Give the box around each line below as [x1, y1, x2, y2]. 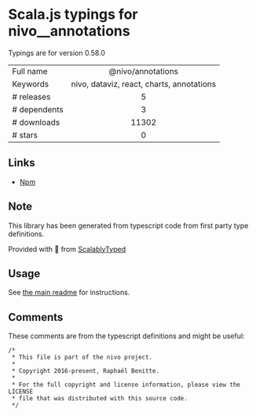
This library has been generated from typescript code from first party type [8, 221, 249, 230]
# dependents [12, 104, 64, 115]
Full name [12, 65, 49, 76]
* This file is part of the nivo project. [11, 353, 153, 362]
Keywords [12, 78, 49, 89]
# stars [12, 130, 38, 140]
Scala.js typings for [8, 5, 138, 24]
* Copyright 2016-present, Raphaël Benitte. [11, 367, 159, 375]
